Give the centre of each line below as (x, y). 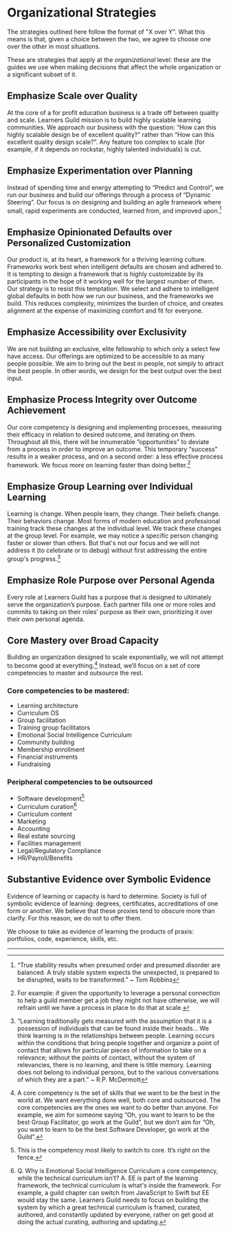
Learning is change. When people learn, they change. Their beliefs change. (114, 514)
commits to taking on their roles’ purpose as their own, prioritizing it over (110, 611)
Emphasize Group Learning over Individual (100, 486)
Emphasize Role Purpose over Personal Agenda (111, 581)
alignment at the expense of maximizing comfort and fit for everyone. (105, 310)
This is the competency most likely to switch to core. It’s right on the (113, 1150)
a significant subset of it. (42, 74)
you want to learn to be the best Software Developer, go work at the (113, 1129)
